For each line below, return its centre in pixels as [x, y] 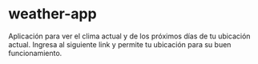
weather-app [53, 14]
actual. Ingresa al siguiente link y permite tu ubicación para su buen [120, 44]
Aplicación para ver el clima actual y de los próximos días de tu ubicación [129, 36]
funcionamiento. [35, 53]
